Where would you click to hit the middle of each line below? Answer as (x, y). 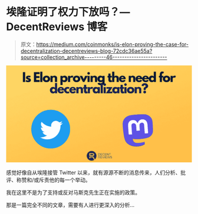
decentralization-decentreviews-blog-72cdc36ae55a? (86, 51)
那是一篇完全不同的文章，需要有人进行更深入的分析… (70, 205)
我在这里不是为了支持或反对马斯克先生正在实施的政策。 (73, 193)
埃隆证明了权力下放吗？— (68, 12)
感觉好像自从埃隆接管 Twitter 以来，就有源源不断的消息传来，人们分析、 (93, 173)
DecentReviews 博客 (57, 27)
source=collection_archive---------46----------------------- (94, 57)
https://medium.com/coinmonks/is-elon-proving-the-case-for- (113, 44)
